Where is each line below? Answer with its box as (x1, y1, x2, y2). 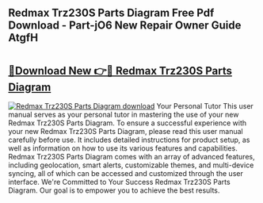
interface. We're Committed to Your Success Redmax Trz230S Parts (8, 178, 231, 186)
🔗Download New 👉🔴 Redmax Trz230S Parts (8, 63, 232, 78)
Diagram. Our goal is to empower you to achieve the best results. (8, 186, 220, 195)
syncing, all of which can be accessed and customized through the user (8, 169, 243, 178)
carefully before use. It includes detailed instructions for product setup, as (8, 135, 250, 144)
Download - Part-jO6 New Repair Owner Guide (8, 19, 242, 33)
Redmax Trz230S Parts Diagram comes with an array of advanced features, (8, 152, 255, 161)
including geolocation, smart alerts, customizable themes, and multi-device (8, 160, 254, 170)
